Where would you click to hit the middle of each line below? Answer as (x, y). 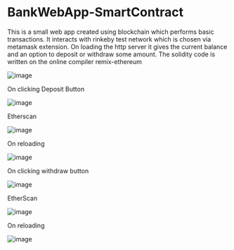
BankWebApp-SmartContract (96, 12)
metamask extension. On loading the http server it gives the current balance (117, 46)
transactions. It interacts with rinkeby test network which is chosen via (109, 39)
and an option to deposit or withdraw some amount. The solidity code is (111, 54)
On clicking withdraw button (48, 170)
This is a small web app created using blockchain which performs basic (111, 32)
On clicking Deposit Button (46, 89)
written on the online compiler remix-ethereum (74, 61)
